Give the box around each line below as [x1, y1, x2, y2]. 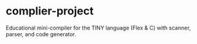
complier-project [6, 4, 94, 18]
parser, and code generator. [6, 30, 77, 37]
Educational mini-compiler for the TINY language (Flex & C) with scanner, [6, 24, 191, 31]
